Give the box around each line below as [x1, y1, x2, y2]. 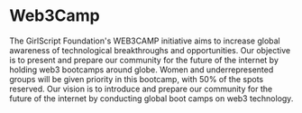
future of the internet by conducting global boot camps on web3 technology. [9, 92, 294, 104]
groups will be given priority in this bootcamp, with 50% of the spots [9, 73, 264, 84]
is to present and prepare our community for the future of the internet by [9, 54, 279, 65]
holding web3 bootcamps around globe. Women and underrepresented [9, 64, 274, 75]
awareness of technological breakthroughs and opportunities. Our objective [9, 44, 291, 55]
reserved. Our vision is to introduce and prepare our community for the [9, 83, 273, 94]
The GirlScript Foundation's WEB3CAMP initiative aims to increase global [9, 35, 281, 46]
